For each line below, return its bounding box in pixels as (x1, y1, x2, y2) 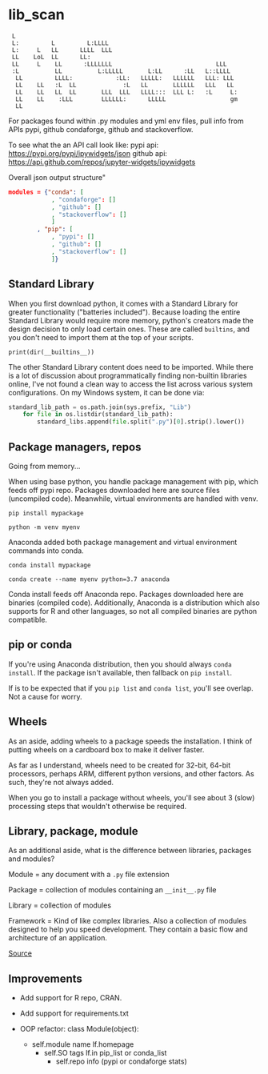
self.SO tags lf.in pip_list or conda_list (43, 1048, 167, 1058)
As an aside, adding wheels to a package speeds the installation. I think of (8, 736, 253, 746)
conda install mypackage (8, 561, 91, 569)
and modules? (8, 854, 55, 864)
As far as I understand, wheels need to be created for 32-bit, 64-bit (8, 760, 231, 770)
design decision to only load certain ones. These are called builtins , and (8, 324, 250, 334)
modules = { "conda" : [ (8, 188, 84, 196)
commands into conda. (8, 546, 84, 555)
